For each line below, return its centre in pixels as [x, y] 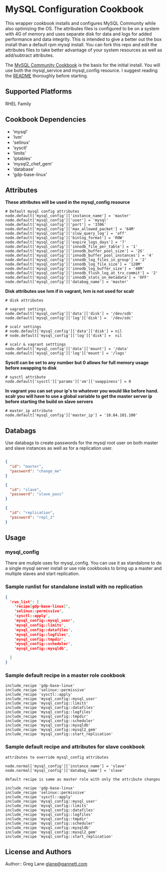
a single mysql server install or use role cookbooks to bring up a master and [83, 568]
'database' [23, 169]
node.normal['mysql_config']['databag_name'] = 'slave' [65, 770]
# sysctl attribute [26, 377]
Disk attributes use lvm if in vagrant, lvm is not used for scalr [70, 291]
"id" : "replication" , [32, 513]
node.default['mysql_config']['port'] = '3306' [56, 225]
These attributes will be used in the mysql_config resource [68, 202]
